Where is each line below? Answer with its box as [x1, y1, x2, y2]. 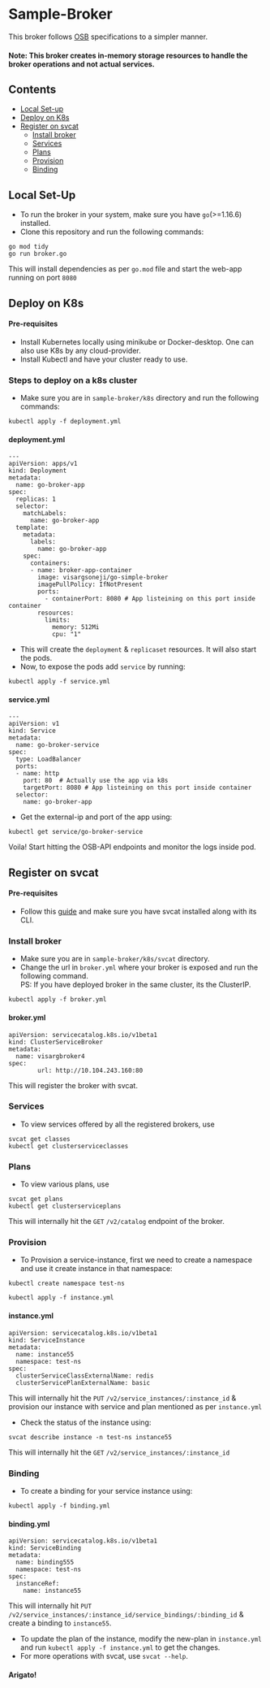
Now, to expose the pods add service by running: [19, 662, 186, 671]
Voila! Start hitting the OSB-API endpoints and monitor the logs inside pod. [8, 842, 257, 852]
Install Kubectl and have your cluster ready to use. [19, 354, 188, 364]
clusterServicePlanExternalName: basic [15, 1378, 151, 1386]
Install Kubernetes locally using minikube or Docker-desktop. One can [19, 336, 254, 346]
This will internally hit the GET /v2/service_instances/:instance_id [8, 1447, 230, 1457]
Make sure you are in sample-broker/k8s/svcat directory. [19, 954, 210, 964]
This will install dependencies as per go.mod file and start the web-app [8, 264, 242, 274]
